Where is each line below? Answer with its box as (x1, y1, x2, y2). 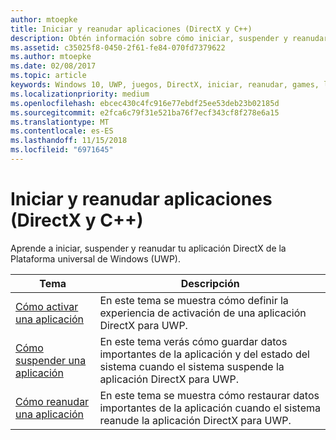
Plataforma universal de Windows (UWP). (10, 252, 181, 265)
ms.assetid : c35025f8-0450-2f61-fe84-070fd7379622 (10, 42, 226, 53)
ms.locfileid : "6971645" (10, 145, 114, 155)
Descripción (180, 276, 240, 290)
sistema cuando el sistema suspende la (99, 359, 285, 373)
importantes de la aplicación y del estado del (99, 347, 310, 361)
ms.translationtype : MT (10, 117, 110, 127)
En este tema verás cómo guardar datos (99, 334, 288, 348)
